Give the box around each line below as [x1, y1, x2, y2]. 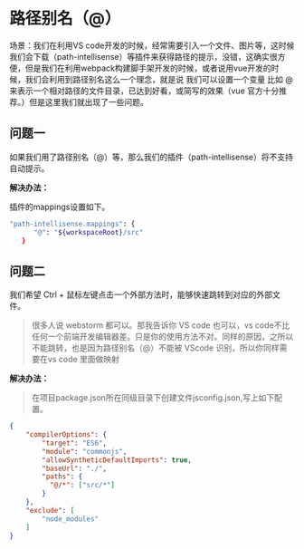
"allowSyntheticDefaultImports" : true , [42, 455, 193, 465]
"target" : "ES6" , [42, 438, 107, 448]
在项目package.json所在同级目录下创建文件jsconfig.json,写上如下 [31, 392, 275, 403]
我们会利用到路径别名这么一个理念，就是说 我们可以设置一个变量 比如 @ [24, 73, 294, 84]
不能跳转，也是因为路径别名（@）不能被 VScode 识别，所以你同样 [31, 342, 280, 353]
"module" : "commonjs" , [42, 447, 128, 456]
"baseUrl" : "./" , [42, 464, 107, 473]
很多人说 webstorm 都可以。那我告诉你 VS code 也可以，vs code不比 [31, 320, 290, 331]
